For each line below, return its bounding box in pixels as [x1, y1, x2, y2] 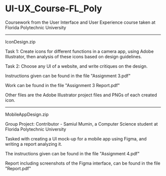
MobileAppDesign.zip [5, 111, 49, 117]
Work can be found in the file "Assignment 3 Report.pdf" [5, 82, 120, 88]
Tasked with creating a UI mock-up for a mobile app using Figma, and [5, 135, 147, 141]
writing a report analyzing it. [5, 141, 63, 147]
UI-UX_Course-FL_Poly [5, 3, 102, 14]
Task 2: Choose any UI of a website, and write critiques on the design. [5, 63, 148, 69]
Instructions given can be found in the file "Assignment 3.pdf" [5, 73, 131, 79]
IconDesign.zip [5, 39, 36, 44]
